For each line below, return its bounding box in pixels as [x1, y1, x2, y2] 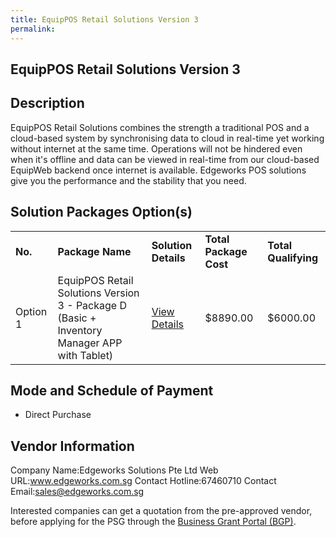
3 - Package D [57, 298, 127, 312]
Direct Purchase [24, 409, 92, 421]
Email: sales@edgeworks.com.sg [10, 486, 145, 498]
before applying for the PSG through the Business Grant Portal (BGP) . [10, 516, 297, 528]
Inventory [57, 323, 103, 337]
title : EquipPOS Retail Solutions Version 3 [10, 14, 199, 25]
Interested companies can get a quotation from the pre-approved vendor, [10, 505, 313, 517]
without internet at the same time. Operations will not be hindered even [10, 142, 303, 155]
